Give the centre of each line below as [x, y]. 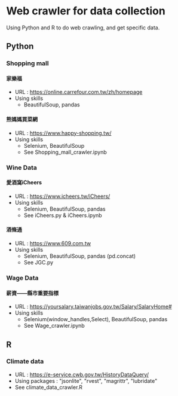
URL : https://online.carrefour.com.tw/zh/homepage [79, 92]
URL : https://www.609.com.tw [53, 243]
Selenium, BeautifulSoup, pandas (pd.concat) [80, 256]
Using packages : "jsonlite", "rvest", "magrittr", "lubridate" [86, 380]
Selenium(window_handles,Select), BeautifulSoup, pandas [96, 319]
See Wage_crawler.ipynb [54, 326]
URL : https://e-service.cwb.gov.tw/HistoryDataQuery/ [82, 374]
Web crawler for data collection [86, 11]
